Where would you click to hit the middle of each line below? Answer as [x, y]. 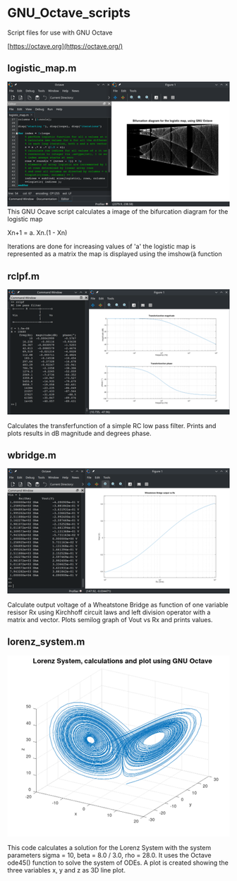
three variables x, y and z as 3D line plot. [66, 870]
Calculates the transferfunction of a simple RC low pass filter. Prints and [112, 425]
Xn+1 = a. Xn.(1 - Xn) [37, 233]
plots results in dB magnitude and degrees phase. [79, 433]
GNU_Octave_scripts [69, 13]
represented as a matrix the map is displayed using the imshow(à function [115, 254]
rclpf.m [24, 276]
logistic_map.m [42, 68]
